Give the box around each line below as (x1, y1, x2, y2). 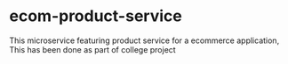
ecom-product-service (9, 6, 182, 26)
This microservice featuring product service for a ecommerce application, (9, 35, 280, 46)
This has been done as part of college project (9, 44, 176, 54)
